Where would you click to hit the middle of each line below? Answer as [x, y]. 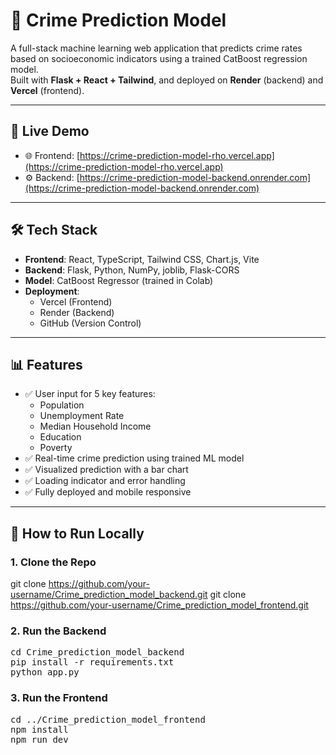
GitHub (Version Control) [90, 323]
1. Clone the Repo [53, 562]
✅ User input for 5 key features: [90, 394]
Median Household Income [95, 426]
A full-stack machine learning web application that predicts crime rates [156, 48]
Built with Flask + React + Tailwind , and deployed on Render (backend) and [167, 80]
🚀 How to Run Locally [77, 533]
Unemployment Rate [82, 416]
